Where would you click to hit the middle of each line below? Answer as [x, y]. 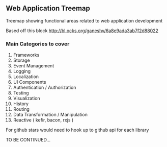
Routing [21, 109]
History [21, 104]
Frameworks [26, 55]
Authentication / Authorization [45, 88]
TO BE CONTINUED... [28, 140]
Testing [21, 93]
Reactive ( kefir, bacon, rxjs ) [43, 120]
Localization [26, 77]
